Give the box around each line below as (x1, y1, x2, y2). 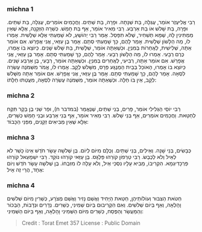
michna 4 (7, 181, 35, 189)
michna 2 (7, 91, 35, 100)
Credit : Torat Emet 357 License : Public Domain (21, 219, 140, 227)
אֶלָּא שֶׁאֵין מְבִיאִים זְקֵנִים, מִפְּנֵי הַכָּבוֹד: (7, 118, 89, 125)
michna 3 (7, 133, 35, 141)
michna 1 (7, 5, 34, 13)
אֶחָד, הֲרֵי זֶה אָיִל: (7, 166, 45, 173)
